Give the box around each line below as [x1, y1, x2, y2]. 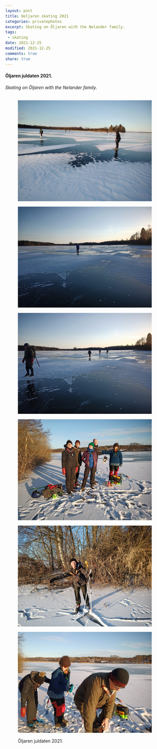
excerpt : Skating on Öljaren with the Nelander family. [5, 24, 125, 29]
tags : [5, 29, 17, 35]
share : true [5, 56, 30, 61]
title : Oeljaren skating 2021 [5, 13, 69, 19]
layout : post [5, 8, 33, 13]
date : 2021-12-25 [5, 41, 42, 46]
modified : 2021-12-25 [5, 46, 51, 51]
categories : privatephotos [5, 19, 62, 24]
